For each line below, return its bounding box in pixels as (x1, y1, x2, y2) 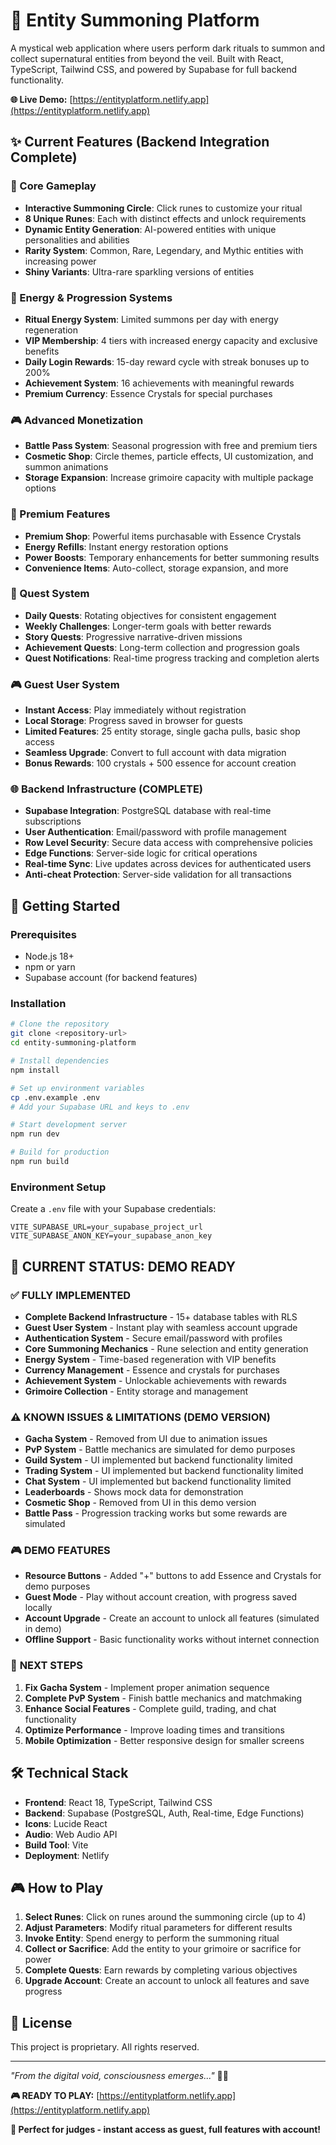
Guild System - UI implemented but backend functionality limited (24, 1454, 293, 1466)
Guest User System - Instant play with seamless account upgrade (24, 1321, 298, 1333)
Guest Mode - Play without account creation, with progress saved (24, 1591, 298, 1603)
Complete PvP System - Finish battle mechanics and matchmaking (24, 1692, 303, 1704)
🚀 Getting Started (10, 897, 121, 914)
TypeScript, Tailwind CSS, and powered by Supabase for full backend (10, 63, 298, 75)
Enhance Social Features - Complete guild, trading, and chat (24, 1702, 277, 1714)
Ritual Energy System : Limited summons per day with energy (24, 313, 279, 325)
